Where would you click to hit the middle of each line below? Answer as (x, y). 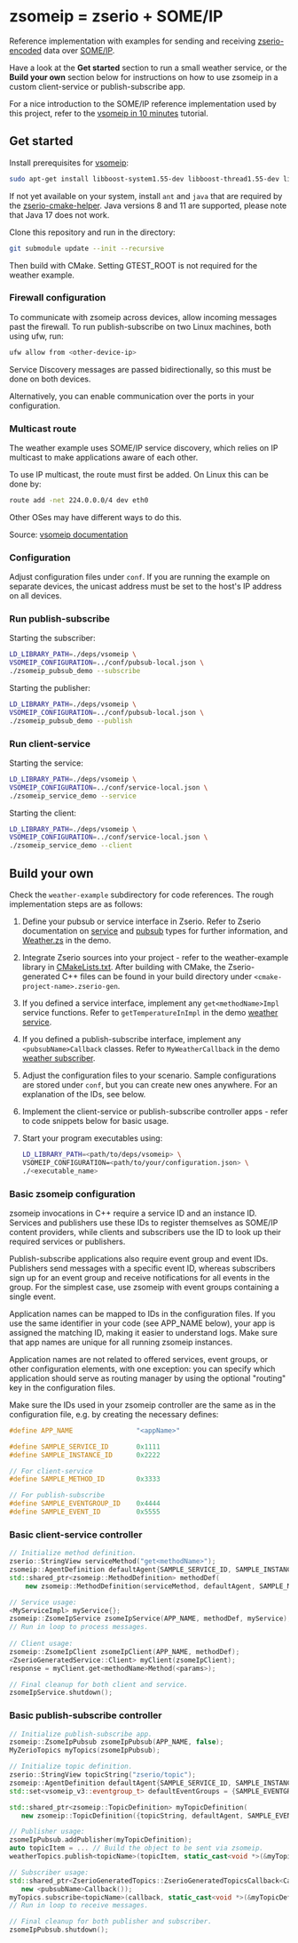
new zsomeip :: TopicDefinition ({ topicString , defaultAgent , (132, 1816)
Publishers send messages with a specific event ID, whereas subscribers (142, 1268)
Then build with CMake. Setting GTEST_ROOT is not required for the (133, 265)
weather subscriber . (59, 1058)
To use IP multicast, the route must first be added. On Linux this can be (139, 474)
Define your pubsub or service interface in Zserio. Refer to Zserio (141, 921)
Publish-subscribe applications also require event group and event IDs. (139, 1258)
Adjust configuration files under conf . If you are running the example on (140, 577)
